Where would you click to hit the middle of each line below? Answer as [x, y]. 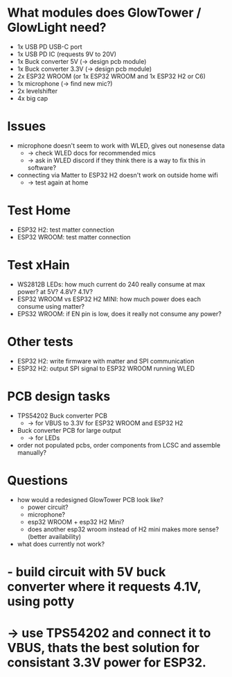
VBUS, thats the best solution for [103, 648]
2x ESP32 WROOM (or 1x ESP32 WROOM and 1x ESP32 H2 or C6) [111, 76]
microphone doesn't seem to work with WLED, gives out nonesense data [121, 145]
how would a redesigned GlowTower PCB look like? [90, 499]
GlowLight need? [57, 27]
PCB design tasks [59, 396]
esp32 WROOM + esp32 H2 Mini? [76, 522]
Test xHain [39, 265]
